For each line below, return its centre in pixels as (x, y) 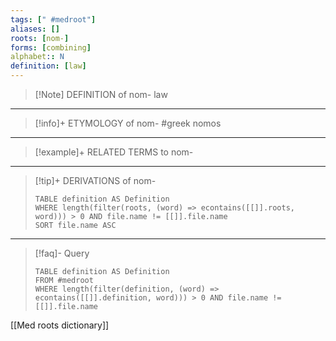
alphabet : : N (37, 57)
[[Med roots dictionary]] (60, 325)
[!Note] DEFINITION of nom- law (101, 94)
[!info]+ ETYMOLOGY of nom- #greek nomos (128, 123)
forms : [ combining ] (51, 47)
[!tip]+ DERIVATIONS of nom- (95, 180)
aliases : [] (35, 29)
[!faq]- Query (62, 253)
